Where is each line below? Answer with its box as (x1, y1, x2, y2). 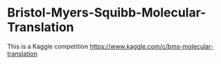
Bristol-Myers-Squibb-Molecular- (7, 5, 206, 21)
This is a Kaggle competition (7, 42, 89, 50)
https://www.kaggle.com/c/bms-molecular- (89, 42, 213, 50)
